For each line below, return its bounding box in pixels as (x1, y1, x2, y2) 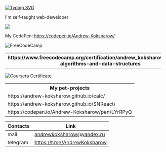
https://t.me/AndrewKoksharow (34, 139, 107, 146)
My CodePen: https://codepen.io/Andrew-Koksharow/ (5, 33, 115, 39)
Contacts (7, 123, 30, 129)
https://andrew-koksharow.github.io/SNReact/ (7, 101, 116, 107)
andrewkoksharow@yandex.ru (34, 131, 105, 138)
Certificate (30, 73, 52, 79)
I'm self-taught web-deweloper (5, 14, 69, 20)
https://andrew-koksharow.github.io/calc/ (7, 92, 105, 99)
